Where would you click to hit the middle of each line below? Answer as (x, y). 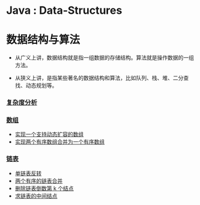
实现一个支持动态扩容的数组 (49, 134)
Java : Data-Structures (64, 11)
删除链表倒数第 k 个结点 (44, 188)
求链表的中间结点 (36, 195)
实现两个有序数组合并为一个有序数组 (60, 142)
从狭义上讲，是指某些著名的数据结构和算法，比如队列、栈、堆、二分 (99, 78)
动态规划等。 (41, 85)
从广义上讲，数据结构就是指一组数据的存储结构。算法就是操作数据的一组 (104, 58)
